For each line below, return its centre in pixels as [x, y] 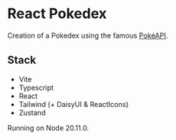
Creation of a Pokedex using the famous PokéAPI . [88, 35]
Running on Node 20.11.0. [48, 127]
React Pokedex [57, 14]
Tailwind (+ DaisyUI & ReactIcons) [73, 104]
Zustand [32, 112]
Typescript [36, 87]
